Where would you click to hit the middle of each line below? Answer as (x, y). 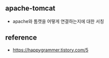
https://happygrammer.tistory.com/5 (50, 50)
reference (21, 38)
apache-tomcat (30, 8)
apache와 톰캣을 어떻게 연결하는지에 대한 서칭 (58, 21)
